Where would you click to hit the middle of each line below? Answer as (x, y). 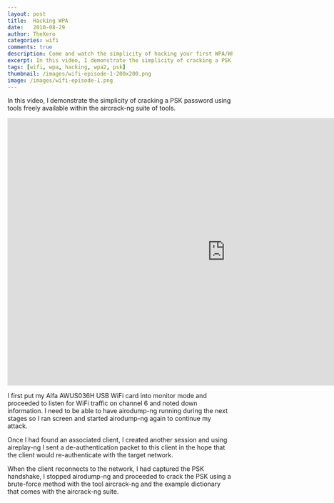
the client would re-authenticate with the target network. (90, 455)
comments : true (30, 47)
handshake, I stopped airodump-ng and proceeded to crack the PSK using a (120, 477)
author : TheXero (31, 34)
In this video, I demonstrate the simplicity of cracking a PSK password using (119, 101)
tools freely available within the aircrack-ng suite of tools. (92, 108)
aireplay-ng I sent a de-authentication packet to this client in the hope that (116, 447)
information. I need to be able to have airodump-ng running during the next (118, 411)
